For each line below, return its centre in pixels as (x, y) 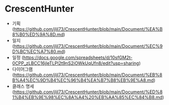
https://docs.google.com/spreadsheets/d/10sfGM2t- (78, 57)
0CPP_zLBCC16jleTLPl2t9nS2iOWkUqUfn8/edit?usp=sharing (76, 63)
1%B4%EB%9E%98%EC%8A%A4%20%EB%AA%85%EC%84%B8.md (87, 97)
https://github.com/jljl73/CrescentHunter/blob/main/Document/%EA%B (88, 29)
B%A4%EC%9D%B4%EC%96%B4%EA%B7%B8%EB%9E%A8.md (83, 80)
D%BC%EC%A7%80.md (38, 51)
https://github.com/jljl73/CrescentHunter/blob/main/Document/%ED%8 (88, 92)
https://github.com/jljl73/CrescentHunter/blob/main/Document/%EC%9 (88, 46)
